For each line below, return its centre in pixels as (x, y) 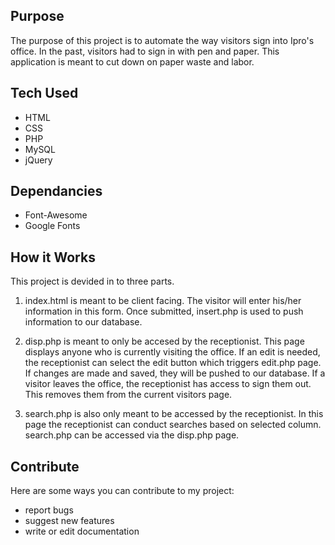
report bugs (49, 510)
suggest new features (69, 521)
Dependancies (56, 191)
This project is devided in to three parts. (92, 281)
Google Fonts (52, 226)
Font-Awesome (56, 215)
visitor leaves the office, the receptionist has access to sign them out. (168, 384)
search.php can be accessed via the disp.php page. (132, 435)
